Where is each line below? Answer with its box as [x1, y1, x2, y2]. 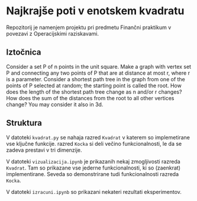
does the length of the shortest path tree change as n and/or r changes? [6, 88, 182, 95]
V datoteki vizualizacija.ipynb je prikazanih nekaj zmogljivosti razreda [6, 158, 180, 165]
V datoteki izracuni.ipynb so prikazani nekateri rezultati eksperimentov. [6, 188, 182, 195]
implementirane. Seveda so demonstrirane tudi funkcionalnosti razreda [6, 170, 179, 177]
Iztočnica [6, 47, 41, 58]
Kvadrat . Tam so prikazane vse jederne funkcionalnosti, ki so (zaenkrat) [6, 164, 181, 171]
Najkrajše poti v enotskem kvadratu [6, 4, 185, 18]
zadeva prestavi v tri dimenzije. [6, 146, 82, 154]
